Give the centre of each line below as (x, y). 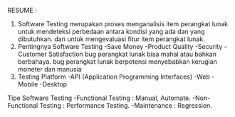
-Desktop (53, 84)
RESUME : (22, 10)
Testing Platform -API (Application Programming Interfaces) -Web (114, 77)
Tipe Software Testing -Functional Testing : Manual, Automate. (99, 98)
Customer (32, 54)
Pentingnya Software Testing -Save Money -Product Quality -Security (120, 46)
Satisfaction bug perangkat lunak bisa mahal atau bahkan (133, 54)
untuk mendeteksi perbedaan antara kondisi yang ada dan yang (111, 32)
